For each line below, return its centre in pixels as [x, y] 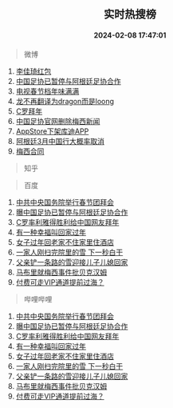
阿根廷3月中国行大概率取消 [60, 141]
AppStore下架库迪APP [52, 131]
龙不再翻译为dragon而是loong [65, 101]
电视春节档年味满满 [47, 91]
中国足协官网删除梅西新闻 [58, 121]
